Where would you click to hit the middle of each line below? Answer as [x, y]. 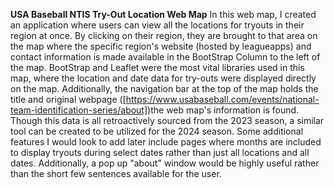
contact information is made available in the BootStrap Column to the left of [165, 57]
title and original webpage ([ [68, 99]
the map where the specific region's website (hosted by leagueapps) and [161, 46]
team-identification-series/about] [79, 110]
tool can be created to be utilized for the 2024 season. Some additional [157, 131]
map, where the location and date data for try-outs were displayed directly [163, 78]
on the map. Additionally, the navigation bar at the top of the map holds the [164, 88]
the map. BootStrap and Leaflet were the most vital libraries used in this [157, 67]
